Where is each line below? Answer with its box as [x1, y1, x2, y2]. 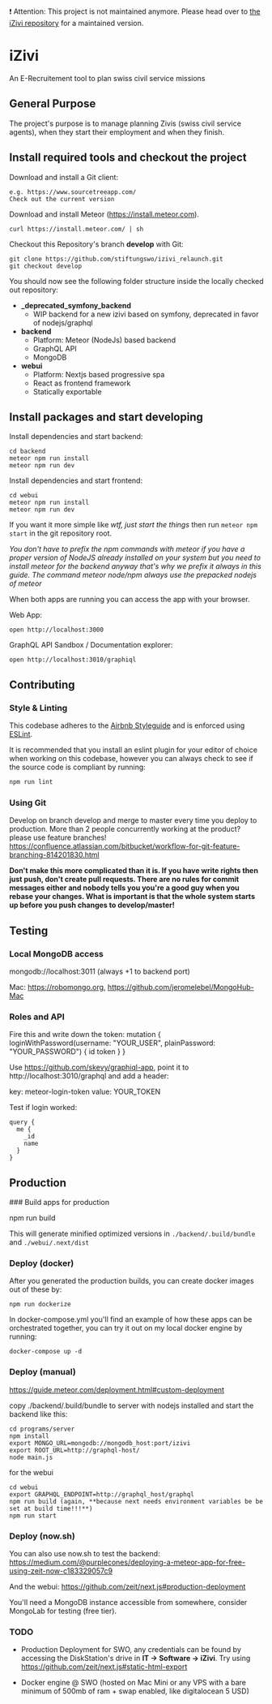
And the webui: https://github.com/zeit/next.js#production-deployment [9, 1581, 246, 1591]
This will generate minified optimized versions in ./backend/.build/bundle [9, 1229, 256, 1239]
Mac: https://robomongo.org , [9, 982, 106, 992]
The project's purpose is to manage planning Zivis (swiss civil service [9, 118, 242, 128]
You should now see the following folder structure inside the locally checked [9, 276, 264, 286]
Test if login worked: [9, 1103, 78, 1112]
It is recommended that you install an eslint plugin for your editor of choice [9, 745, 258, 755]
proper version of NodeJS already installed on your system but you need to [9, 553, 261, 562]
